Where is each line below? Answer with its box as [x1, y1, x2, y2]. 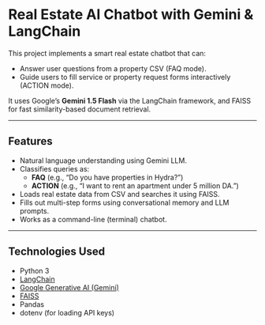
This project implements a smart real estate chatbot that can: [8, 48, 207, 58]
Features [8, 134, 53, 148]
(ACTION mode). [19, 81, 74, 90]
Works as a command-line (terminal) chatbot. [19, 214, 167, 224]
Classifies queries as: [19, 164, 90, 173]
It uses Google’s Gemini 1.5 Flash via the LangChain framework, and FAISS [8, 96, 251, 105]
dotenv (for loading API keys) [19, 308, 115, 317]
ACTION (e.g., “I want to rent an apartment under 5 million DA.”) [31, 180, 239, 191]
